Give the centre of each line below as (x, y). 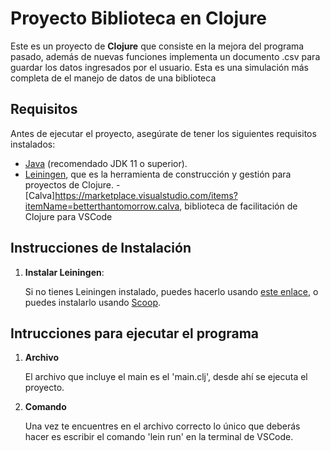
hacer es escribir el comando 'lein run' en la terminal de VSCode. (159, 437)
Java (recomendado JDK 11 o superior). (106, 163)
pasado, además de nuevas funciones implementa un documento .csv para (165, 56)
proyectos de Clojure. (69, 184)
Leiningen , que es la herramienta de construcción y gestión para (158, 174)
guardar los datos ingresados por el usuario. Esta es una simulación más (159, 67)
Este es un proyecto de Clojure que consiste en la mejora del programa (157, 46)
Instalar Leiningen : (64, 272)
